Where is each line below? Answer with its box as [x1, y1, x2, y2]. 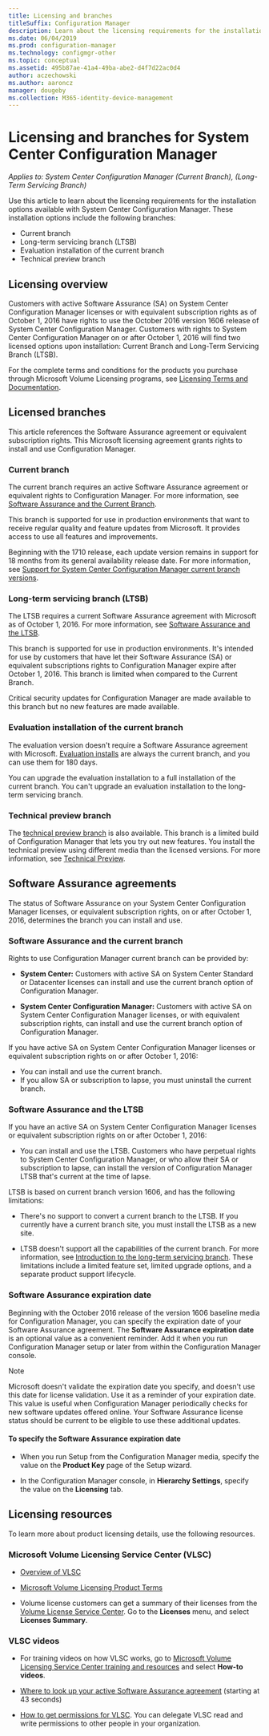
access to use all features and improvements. [8, 532, 159, 541]
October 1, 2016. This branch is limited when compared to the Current [8, 669, 238, 679]
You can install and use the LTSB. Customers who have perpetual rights [19, 1146, 256, 1156]
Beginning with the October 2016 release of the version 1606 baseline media [8, 1308, 260, 1317]
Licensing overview [8, 278, 108, 291]
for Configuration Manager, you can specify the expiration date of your [8, 1316, 242, 1326]
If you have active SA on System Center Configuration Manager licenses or [8, 1043, 256, 1053]
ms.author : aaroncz [8, 79, 74, 87]
